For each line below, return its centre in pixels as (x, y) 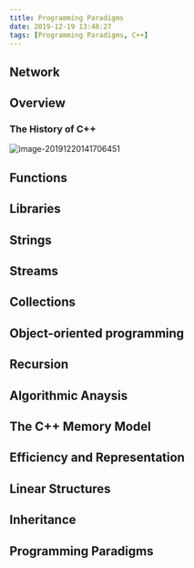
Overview (38, 103)
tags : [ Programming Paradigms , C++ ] (79, 35)
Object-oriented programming (97, 333)
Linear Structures (60, 489)
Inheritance (43, 520)
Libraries (35, 209)
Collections (42, 302)
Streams (34, 271)
